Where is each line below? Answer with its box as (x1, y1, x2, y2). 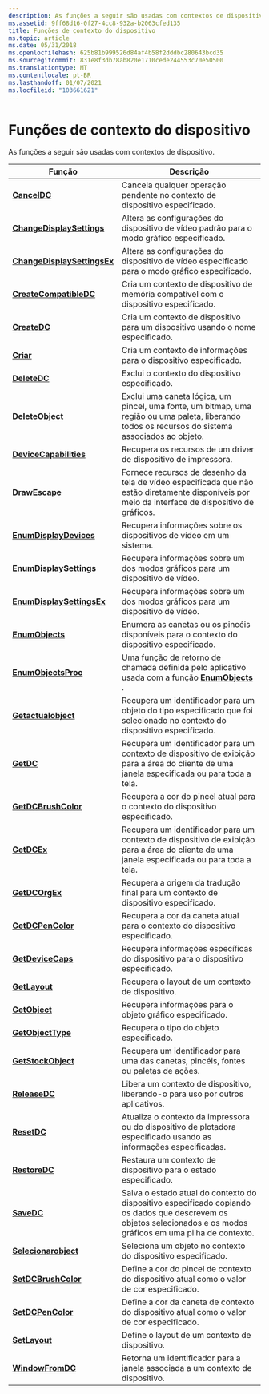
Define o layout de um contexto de (121, 1330, 251, 1341)
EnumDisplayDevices (12, 530, 95, 541)
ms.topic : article (8, 34, 70, 42)
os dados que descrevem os (121, 1207, 228, 1219)
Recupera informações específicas (121, 943, 253, 954)
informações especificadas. (121, 1142, 227, 1153)
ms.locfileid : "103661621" (8, 86, 98, 94)
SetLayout (12, 1335, 52, 1346)
